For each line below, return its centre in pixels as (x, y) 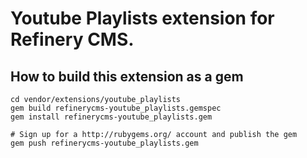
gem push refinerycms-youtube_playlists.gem (104, 143)
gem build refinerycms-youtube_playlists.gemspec (116, 108)
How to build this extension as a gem (127, 76)
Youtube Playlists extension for (142, 18)
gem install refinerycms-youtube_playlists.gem (111, 117)
